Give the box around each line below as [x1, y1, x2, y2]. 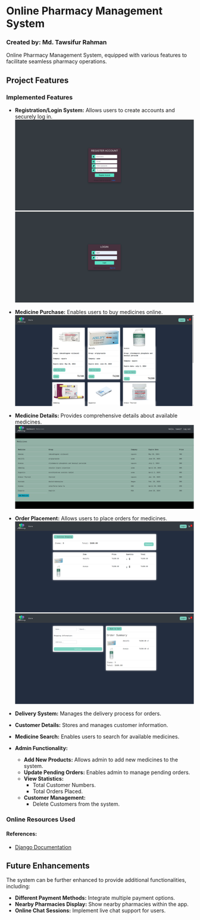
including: [6, 883, 31, 890]
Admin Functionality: [14, 745, 68, 752]
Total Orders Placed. [32, 788, 83, 795]
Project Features [6, 75, 69, 85]
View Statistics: [23, 775, 64, 782]
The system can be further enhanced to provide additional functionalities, [6, 877, 186, 884]
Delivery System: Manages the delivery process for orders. [14, 710, 162, 717]
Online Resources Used [6, 815, 76, 823]
